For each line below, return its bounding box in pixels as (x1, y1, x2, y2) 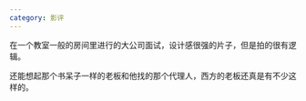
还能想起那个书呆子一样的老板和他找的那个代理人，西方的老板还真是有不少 (9, 70, 289, 81)
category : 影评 (9, 13, 65, 23)
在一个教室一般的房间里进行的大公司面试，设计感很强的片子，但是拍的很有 (9, 39, 289, 50)
